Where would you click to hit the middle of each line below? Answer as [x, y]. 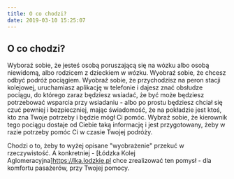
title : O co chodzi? [37, 14]
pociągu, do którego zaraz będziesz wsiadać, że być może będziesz [106, 95]
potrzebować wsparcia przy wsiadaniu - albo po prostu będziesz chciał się [115, 103]
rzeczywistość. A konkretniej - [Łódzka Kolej [72, 153]
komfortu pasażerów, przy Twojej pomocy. [68, 168]
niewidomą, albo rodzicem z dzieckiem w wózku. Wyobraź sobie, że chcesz [117, 73]
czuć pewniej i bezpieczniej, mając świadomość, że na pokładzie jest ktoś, [115, 110]
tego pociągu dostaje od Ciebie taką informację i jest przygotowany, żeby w [116, 125]
